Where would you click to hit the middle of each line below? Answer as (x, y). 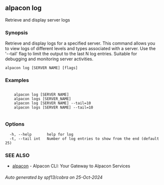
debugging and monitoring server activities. (49, 59)
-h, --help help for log (41, 134)
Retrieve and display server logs (38, 20)
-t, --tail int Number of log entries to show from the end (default (84, 139)
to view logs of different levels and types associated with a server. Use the (81, 49)
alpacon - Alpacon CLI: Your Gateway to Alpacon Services (71, 166)
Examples (17, 80)
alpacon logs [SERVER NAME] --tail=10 (54, 107)
